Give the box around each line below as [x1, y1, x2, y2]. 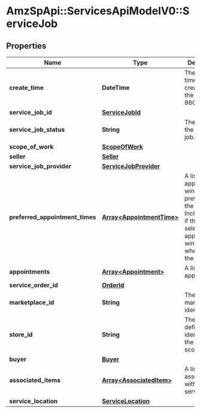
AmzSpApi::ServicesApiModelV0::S [6, 4, 190, 18]
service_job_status [9, 126, 65, 133]
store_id [9, 330, 33, 339]
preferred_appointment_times [9, 213, 96, 221]
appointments [9, 268, 50, 276]
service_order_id [9, 281, 59, 289]
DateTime [101, 84, 130, 92]
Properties [6, 41, 47, 51]
